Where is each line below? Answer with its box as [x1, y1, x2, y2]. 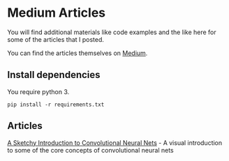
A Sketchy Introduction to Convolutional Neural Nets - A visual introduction [7, 138, 223, 147]
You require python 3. [7, 87, 70, 95]
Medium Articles [7, 5, 106, 21]
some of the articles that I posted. [7, 35, 105, 43]
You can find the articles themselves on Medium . [7, 49, 148, 57]
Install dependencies [7, 69, 101, 81]
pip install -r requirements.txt [7, 101, 105, 108]
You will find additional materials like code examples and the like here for [7, 28, 216, 36]
